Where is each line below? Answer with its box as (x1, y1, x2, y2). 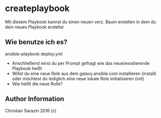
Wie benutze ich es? (5, 38, 68, 46)
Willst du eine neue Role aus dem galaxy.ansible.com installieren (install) (12, 71, 157, 76)
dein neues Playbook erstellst (5, 24, 64, 29)
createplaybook (5, 3, 70, 14)
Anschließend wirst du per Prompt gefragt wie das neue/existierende (12, 60, 150, 66)
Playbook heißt (12, 65, 42, 71)
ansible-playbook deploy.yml (5, 51, 63, 57)
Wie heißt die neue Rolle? (12, 81, 63, 87)
